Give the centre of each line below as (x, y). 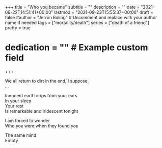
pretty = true (18, 28)
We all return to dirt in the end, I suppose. (47, 81)
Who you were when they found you (42, 126)
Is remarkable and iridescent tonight (42, 111)
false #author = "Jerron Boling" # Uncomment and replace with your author (81, 17)
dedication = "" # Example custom (77, 48)
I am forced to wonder (27, 120)
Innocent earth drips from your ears (41, 95)
